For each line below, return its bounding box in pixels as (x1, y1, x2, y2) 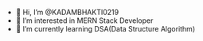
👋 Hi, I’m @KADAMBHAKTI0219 (15, 8, 119, 17)
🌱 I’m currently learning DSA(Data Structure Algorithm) (15, 24, 196, 33)
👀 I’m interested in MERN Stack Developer (15, 16, 154, 25)
